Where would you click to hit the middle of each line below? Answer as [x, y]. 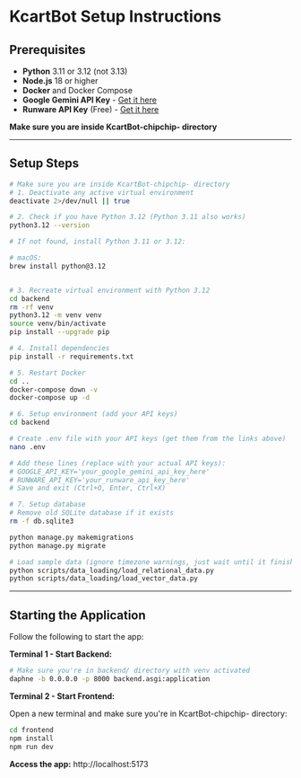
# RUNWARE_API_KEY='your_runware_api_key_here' [100, 480]
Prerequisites [47, 50]
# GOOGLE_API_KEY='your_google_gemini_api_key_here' [110, 472]
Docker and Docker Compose [77, 90]
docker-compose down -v [54, 389]
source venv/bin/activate [57, 324]
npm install [31, 738]
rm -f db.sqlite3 [42, 522]
